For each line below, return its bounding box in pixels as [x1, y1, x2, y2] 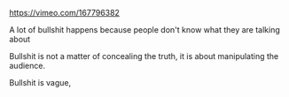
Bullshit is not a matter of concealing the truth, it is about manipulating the [9, 51, 279, 61]
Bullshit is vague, [9, 78, 72, 87]
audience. [9, 61, 46, 71]
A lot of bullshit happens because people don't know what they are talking [9, 25, 281, 34]
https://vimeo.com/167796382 [9, 8, 120, 18]
